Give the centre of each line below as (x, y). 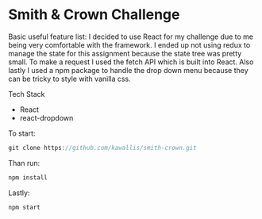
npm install (28, 177)
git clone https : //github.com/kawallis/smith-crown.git (102, 148)
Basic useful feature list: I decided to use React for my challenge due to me (131, 36)
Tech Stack (27, 94)
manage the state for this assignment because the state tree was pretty (125, 53)
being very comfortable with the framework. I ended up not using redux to (129, 44)
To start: (22, 133)
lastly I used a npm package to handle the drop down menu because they (128, 70)
